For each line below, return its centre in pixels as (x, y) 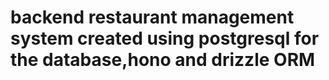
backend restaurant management (152, 17)
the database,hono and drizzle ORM (163, 60)
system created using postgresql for (165, 38)
